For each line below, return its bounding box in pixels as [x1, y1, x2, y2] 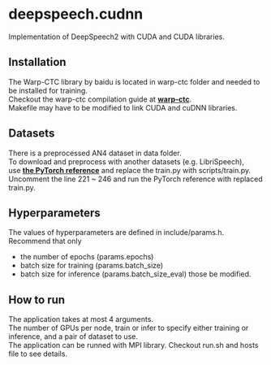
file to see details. [8, 349, 67, 358]
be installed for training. [8, 85, 88, 95]
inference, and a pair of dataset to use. [8, 332, 138, 341]
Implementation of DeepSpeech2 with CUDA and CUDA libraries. [8, 32, 225, 41]
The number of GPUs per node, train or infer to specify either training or [8, 323, 249, 333]
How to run [8, 293, 66, 306]
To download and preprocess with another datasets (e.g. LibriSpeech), [8, 156, 245, 167]
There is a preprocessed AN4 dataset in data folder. [8, 148, 182, 158]
